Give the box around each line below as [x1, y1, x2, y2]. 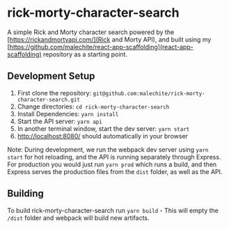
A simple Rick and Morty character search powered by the [7, 28, 175, 36]
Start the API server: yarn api [17, 117, 102, 125]
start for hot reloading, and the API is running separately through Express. [7, 152, 221, 161]
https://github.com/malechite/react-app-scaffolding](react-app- [9, 42, 194, 51]
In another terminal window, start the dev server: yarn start [17, 124, 190, 133]
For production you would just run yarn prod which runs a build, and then [7, 160, 217, 168]
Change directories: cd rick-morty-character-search [17, 102, 170, 111]
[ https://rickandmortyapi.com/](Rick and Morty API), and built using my [7, 35, 212, 43]
